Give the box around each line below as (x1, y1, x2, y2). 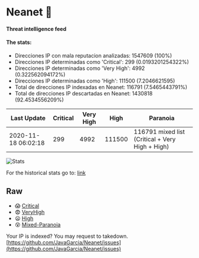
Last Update (11, 114, 46, 122)
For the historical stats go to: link (6, 169, 86, 176)
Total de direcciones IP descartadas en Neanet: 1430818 (14, 90, 153, 97)
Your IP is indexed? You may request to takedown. (6, 232, 129, 240)
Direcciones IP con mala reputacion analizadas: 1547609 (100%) (14, 52, 172, 59)
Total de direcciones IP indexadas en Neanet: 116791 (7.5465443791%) (14, 83, 188, 91)
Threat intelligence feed (6, 25, 67, 32)
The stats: (6, 39, 32, 46)
